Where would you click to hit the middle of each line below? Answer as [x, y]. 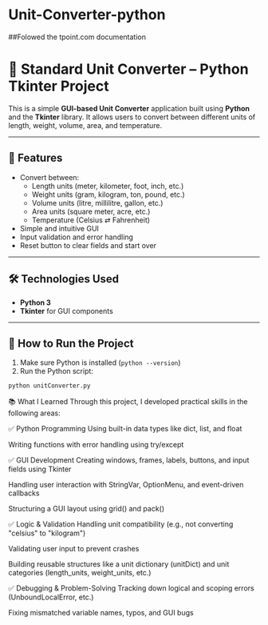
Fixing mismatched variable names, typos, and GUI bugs [101, 613]
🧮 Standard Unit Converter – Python [128, 69]
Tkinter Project [59, 86]
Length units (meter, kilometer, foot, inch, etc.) [108, 186]
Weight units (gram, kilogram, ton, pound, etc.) [108, 194]
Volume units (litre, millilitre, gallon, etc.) [97, 202]
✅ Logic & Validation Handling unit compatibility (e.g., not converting [121, 524]
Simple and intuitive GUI [59, 228]
